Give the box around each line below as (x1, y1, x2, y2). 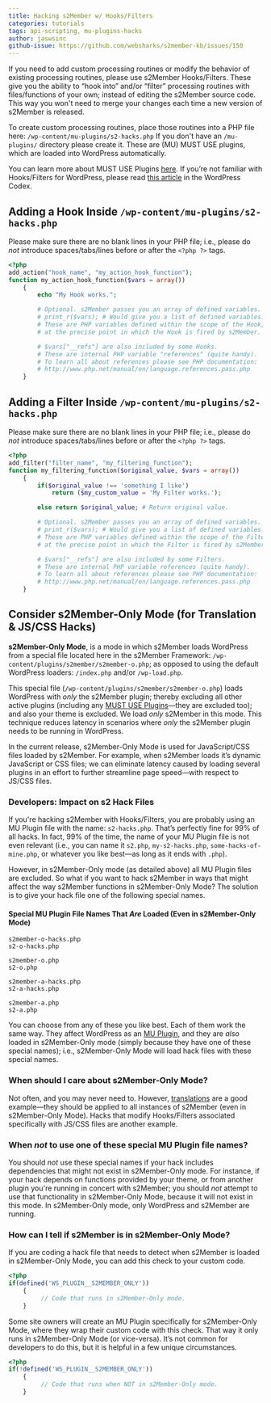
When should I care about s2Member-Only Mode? (8, 1075, 208, 1086)
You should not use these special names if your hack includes (8, 1157, 214, 1167)
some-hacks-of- (210, 842, 261, 850)
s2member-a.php (8, 999, 60, 1007)
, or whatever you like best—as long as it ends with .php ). (37, 849, 227, 859)
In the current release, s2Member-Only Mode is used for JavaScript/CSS (8, 741, 250, 752)
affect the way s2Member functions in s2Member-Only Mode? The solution (8, 882, 259, 891)
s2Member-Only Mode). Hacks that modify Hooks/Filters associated (8, 1110, 236, 1120)
